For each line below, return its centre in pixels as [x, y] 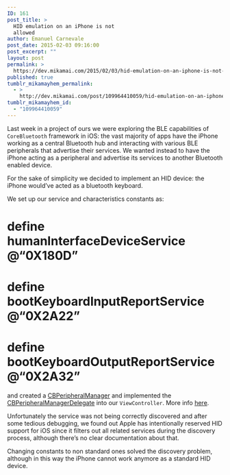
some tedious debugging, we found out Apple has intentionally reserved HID [115, 424]
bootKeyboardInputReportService [106, 302]
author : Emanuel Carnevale [46, 39]
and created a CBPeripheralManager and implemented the [89, 395]
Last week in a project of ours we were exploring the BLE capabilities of [108, 128]
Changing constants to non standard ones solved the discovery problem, [110, 451]
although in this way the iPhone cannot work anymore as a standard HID [109, 459]
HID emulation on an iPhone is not [64, 26]
